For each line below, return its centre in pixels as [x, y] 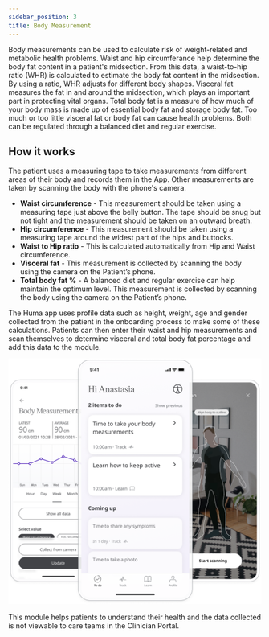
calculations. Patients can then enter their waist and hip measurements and [133, 331]
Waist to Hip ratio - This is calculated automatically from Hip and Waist [137, 246]
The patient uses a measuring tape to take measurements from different [127, 171]
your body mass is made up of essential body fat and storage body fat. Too [133, 109]
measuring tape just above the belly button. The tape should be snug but [140, 212]
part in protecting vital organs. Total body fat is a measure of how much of [131, 101]
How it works [42, 152]
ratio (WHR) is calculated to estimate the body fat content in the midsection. [134, 75]
